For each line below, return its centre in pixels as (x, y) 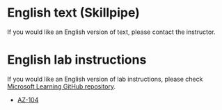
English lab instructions (77, 60)
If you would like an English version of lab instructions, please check (105, 79)
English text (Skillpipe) (74, 13)
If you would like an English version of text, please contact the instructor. (111, 32)
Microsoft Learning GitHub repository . (62, 86)
